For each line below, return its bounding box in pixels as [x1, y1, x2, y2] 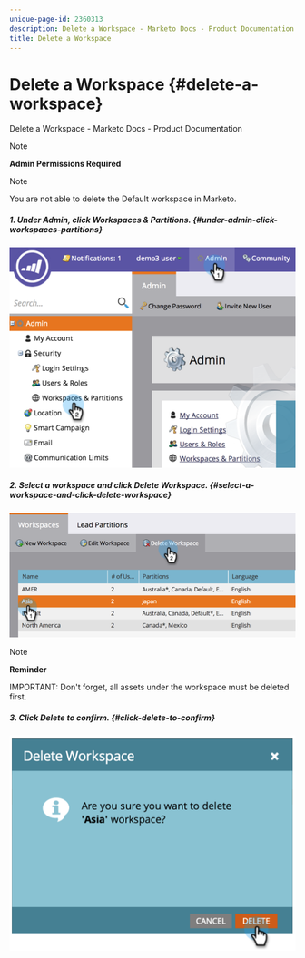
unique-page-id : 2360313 [9, 15, 103, 24]
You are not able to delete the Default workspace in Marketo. [9, 193, 238, 204]
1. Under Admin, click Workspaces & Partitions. [9, 214, 192, 225]
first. [9, 691, 27, 702]
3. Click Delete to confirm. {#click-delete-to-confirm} [9, 712, 216, 723]
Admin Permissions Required [9, 159, 122, 170]
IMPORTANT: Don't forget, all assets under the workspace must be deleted [9, 681, 290, 693]
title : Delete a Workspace [9, 34, 112, 43]
